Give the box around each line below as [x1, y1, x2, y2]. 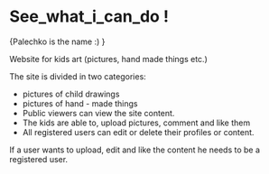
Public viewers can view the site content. [22, 107, 175, 118]
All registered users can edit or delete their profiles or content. [22, 126, 255, 137]
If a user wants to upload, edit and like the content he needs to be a [9, 144, 260, 155]
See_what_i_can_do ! [9, 6, 170, 27]
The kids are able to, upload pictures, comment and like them [22, 117, 251, 128]
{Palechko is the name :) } [9, 36, 106, 47]
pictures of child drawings [22, 88, 120, 99]
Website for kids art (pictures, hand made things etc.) [9, 53, 208, 64]
